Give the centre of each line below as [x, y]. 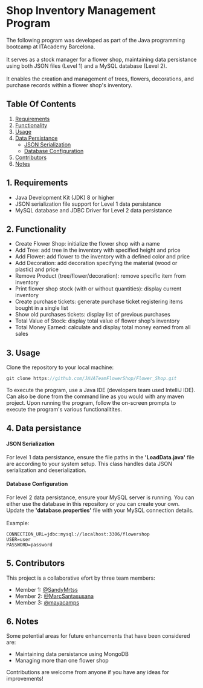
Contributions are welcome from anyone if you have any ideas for [88, 672]
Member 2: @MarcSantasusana [54, 596]
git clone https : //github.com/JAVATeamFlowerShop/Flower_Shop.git [92, 379]
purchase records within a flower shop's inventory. [69, 85]
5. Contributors [36, 563]
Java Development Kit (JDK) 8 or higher [65, 197]
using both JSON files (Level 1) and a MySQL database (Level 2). [87, 66]
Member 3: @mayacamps [47, 602]
